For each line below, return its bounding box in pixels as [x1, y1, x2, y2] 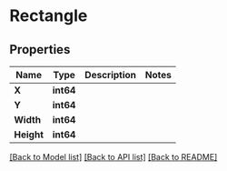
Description [84, 69, 137, 81]
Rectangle [9, 5, 88, 26]
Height [14, 128, 44, 141]
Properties [9, 42, 71, 57]
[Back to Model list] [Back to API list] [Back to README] [9, 152, 218, 162]
